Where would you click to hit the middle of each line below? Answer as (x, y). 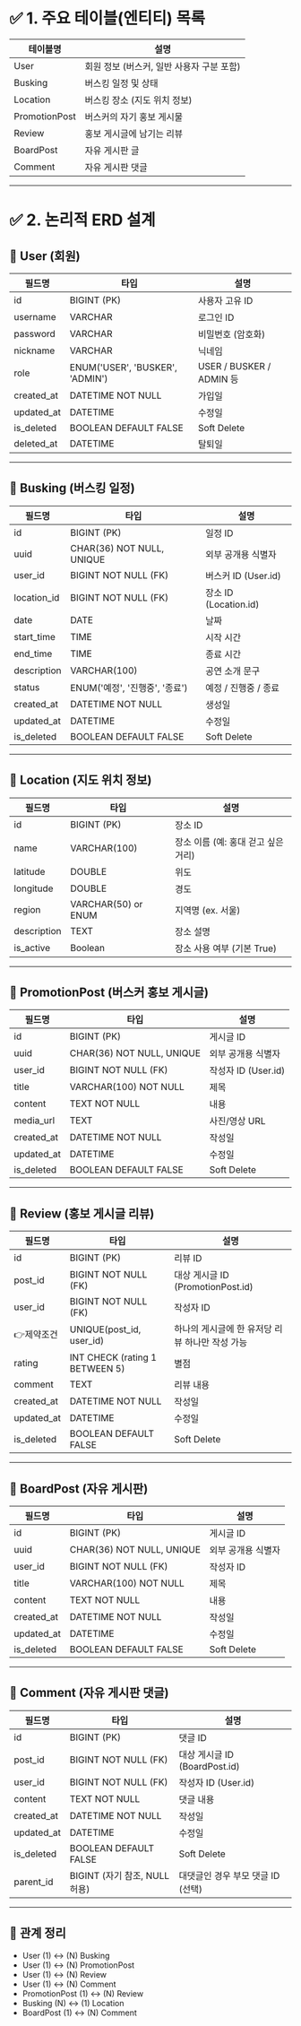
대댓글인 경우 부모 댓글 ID (229, 1875)
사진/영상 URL (237, 1121)
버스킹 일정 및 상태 (121, 83)
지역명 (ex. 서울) (207, 910)
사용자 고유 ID (225, 300)
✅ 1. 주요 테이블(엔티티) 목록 (107, 18)
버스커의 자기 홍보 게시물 (134, 117)
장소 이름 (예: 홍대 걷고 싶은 (229, 842)
